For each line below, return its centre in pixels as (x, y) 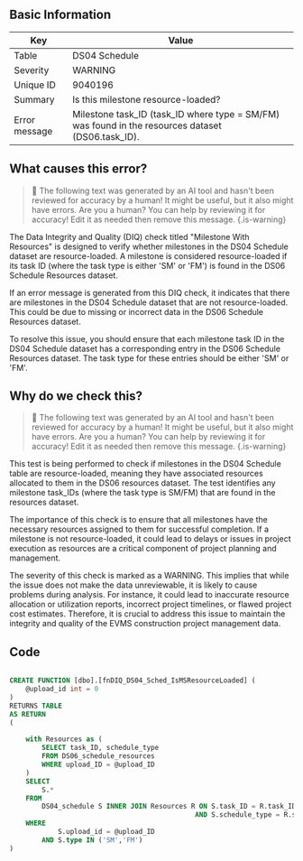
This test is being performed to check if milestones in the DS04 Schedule (145, 464)
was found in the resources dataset (147, 125)
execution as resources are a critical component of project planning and (143, 549)
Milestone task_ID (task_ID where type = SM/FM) (176, 114)
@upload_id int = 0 (62, 690)
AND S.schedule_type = (238, 815)
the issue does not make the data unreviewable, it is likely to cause (133, 585)
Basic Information (60, 15)
